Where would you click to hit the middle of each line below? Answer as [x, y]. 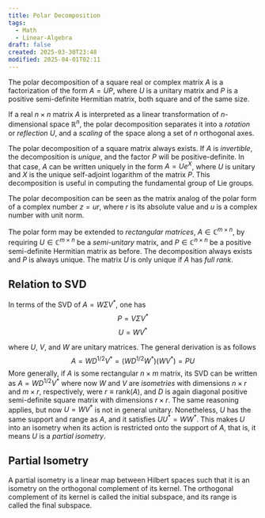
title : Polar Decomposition [55, 15]
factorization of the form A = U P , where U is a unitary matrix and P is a [123, 90]
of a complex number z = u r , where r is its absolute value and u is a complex [133, 207]
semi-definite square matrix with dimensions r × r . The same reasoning [123, 399]
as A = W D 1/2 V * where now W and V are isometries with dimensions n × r [127, 382]
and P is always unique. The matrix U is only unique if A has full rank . [121, 259]
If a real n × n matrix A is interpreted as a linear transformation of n [117, 114]
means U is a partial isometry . [57, 436]
